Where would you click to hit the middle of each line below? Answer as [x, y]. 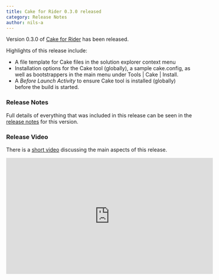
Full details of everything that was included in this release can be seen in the [99, 115]
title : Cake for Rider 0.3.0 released [54, 11]
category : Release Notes [37, 17]
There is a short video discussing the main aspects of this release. [87, 149]
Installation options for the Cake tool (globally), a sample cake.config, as [102, 68]
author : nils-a [25, 22]
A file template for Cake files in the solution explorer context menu [95, 62]
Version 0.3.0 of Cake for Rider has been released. [67, 39]
